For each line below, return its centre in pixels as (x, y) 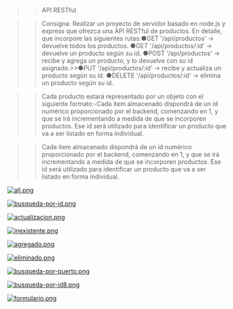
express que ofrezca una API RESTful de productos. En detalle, (132, 31)
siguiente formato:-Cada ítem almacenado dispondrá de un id (130, 104)
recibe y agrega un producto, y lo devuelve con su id (117, 61)
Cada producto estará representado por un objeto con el (122, 96)
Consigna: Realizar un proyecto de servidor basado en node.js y (134, 23)
